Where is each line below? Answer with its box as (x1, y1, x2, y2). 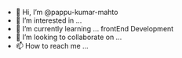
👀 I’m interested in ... (15, 16, 82, 25)
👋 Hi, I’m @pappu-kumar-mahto (15, 8, 118, 16)
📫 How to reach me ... (15, 42, 89, 50)
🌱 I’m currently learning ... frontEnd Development (15, 24, 174, 33)
